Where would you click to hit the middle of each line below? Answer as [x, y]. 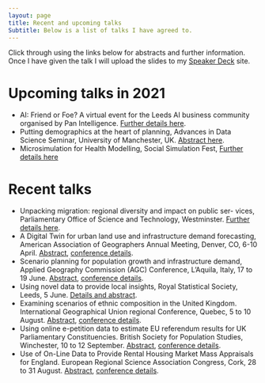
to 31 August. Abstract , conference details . [89, 371]
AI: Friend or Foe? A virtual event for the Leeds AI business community [134, 115]
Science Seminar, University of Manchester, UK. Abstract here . [122, 140]
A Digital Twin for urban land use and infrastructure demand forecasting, [138, 236]
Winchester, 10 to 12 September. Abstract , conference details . [120, 346]
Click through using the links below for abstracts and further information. [127, 53]
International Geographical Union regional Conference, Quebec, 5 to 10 [135, 312]
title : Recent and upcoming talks [65, 23]
